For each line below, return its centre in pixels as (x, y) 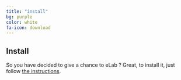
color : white (22, 22)
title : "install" (27, 11)
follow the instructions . (34, 71)
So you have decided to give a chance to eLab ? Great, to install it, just (90, 65)
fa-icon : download (28, 28)
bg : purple (19, 17)
